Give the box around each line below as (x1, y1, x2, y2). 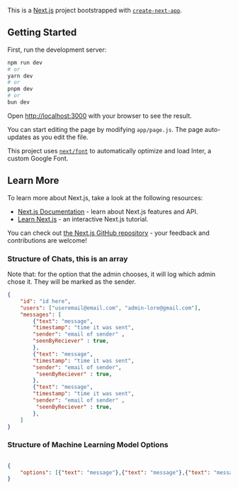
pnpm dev (7, 85, 33, 93)
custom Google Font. (7, 154, 69, 163)
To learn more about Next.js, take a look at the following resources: (7, 193, 203, 202)
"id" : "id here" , (20, 297, 72, 304)
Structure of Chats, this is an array (7, 253, 128, 263)
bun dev (7, 99, 30, 106)
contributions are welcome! (7, 236, 87, 244)
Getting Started (7, 26, 77, 38)
